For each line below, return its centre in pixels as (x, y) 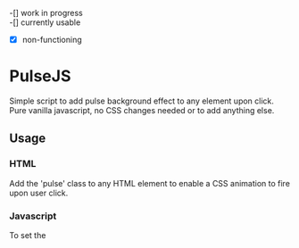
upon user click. (39, 193)
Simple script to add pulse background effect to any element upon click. (142, 101)
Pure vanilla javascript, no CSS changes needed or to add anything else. (142, 110)
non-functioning (52, 40)
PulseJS (40, 76)
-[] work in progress (46, 13)
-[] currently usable (45, 22)
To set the (28, 235)
